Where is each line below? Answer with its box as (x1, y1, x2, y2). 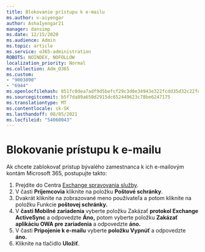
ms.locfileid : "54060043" (6, 117, 72, 123)
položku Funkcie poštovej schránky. (15, 201, 108, 208)
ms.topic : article (6, 43, 53, 49)
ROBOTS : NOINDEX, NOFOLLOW (6, 54, 75, 60)
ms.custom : (6, 71, 34, 77)
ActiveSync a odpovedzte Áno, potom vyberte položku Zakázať (15, 214, 178, 221)
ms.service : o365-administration (6, 49, 92, 55)
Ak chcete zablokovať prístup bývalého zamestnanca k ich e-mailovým (6, 163, 184, 171)
